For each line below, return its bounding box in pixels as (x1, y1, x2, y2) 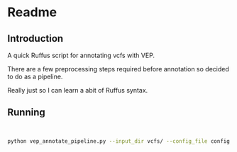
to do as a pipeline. (7, 72, 63, 81)
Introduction (7, 33, 64, 45)
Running (7, 107, 46, 119)
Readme (7, 4, 57, 21)
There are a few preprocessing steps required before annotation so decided (7, 65, 229, 73)
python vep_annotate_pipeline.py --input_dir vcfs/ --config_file (7, 137, 208, 145)
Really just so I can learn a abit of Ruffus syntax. (7, 86, 148, 94)
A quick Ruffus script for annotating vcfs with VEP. (7, 51, 155, 59)
